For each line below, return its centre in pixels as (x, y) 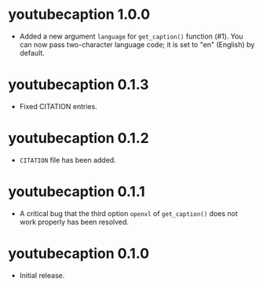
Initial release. (42, 275)
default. (32, 53)
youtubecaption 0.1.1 (77, 192)
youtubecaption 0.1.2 (79, 138)
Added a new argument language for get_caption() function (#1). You (131, 36)
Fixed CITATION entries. (58, 106)
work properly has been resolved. (74, 222)
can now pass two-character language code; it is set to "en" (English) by (137, 44)
